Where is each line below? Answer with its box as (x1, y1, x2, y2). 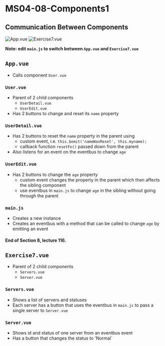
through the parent (19, 192, 59, 198)
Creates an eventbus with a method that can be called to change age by (12, 220, 160, 226)
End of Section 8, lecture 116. (5, 237, 66, 243)
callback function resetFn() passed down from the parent (19, 144, 139, 150)
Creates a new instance (12, 215, 61, 221)
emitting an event (12, 226, 48, 232)
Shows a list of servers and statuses (12, 297, 87, 303)
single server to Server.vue (12, 307, 68, 313)
